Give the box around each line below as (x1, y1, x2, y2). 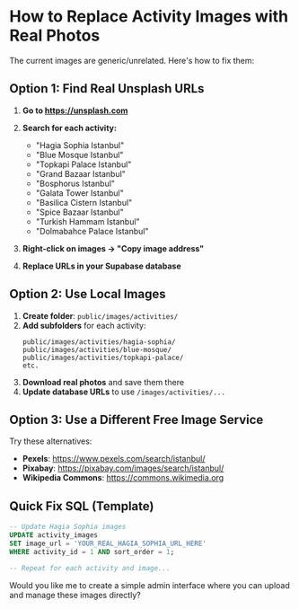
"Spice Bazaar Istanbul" (35, 207, 124, 217)
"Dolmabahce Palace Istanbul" (35, 225, 149, 236)
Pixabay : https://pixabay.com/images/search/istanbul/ (22, 463, 224, 473)
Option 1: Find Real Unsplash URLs (9, 81, 205, 96)
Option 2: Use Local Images (9, 287, 166, 302)
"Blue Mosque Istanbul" (35, 149, 124, 160)
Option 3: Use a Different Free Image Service (9, 411, 264, 428)
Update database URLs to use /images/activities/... (22, 386, 226, 397)
